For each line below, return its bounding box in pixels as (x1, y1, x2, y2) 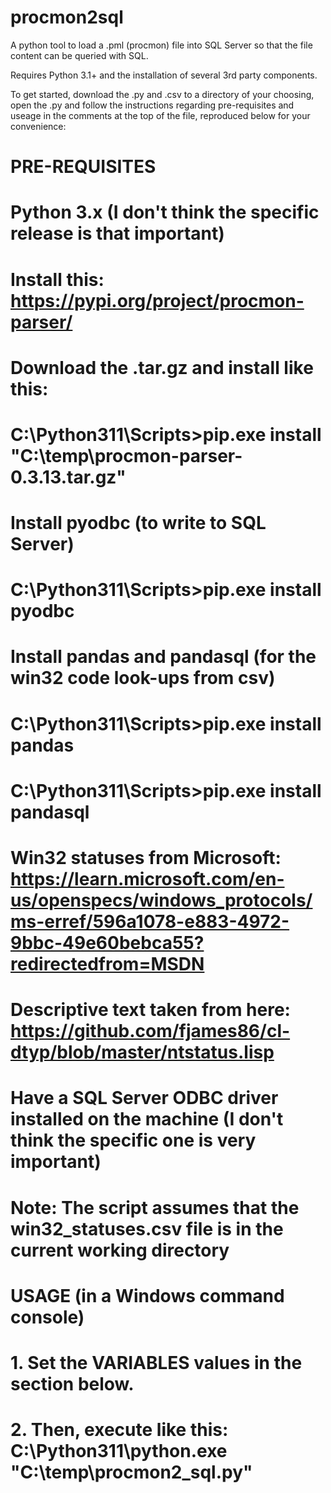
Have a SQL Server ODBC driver (10, 1087, 279, 1110)
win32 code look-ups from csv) (10, 667, 276, 690)
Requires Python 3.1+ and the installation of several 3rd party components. (10, 69, 318, 81)
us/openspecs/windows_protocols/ (10, 889, 313, 911)
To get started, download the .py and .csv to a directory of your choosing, (10, 88, 315, 100)
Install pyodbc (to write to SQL (10, 512, 267, 535)
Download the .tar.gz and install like (10, 356, 314, 379)
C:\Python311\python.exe (10, 1440, 228, 1463)
